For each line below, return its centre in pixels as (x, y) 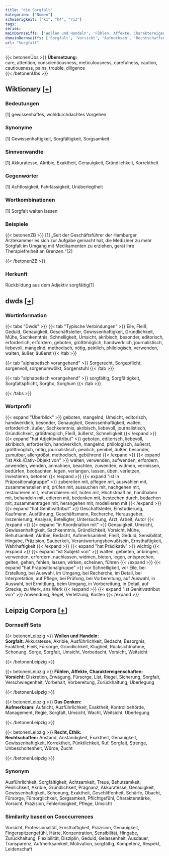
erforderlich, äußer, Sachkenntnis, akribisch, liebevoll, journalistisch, (76, 428)
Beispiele (17, 224)
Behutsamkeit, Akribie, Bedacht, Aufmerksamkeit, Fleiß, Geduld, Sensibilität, (84, 536)
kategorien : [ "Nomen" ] (29, 15)
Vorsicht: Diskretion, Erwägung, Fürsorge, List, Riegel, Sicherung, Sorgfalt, (83, 677)
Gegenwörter (22, 176)
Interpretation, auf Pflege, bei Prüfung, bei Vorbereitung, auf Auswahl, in (80, 579)
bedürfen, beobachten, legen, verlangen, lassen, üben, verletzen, (73, 471)
